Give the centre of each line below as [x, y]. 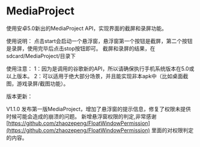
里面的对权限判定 [172, 130]
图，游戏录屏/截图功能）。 [38, 83]
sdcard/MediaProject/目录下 [41, 56]
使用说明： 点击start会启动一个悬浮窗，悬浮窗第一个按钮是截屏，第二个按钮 [99, 41]
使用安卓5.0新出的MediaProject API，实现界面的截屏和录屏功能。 [86, 28]
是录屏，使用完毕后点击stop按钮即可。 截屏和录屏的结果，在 [81, 48]
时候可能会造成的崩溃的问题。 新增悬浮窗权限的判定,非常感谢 [81, 116]
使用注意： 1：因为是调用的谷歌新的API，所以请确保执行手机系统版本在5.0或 [100, 68]
